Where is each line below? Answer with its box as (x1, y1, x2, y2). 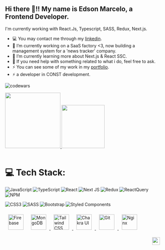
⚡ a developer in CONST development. (12, 71, 91, 77)
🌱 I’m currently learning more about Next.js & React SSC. (12, 53, 127, 59)
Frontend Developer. (5, 13, 69, 21)
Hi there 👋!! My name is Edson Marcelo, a (5, 5, 133, 13)
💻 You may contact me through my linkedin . (12, 36, 102, 41)
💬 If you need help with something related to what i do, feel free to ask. (12, 58, 156, 64)
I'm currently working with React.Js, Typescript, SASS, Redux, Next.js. (5, 26, 147, 32)
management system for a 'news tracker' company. (12, 48, 117, 54)
